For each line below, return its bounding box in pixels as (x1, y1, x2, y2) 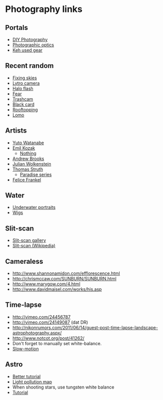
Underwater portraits (12, 204, 56, 210)
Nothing (19, 150, 36, 156)
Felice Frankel (12, 177, 41, 183)
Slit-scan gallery (12, 237, 46, 243)
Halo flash (12, 85, 33, 91)
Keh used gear (12, 47, 43, 53)
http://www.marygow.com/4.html (12, 281, 81, 287)
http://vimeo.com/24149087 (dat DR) (12, 319, 88, 325)
